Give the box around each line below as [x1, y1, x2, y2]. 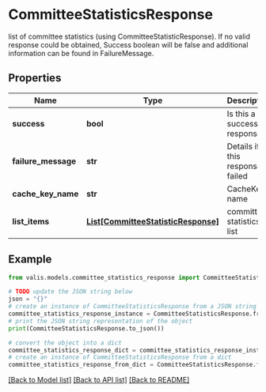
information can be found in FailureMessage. [8, 48, 154, 58]
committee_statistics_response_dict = [8, 346, 136, 354]
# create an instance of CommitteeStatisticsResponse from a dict [8, 353, 232, 361]
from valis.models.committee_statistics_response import [8, 273, 200, 281]
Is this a [226, 108, 256, 119]
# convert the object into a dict [8, 338, 123, 347]
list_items [12, 216, 50, 227]
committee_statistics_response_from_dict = [8, 361, 154, 369]
